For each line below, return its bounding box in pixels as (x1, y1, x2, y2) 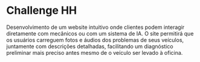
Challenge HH (6, 4, 77, 17)
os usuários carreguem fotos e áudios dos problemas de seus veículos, (6, 36, 184, 43)
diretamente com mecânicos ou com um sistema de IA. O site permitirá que (6, 29, 194, 37)
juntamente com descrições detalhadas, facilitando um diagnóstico (6, 43, 173, 50)
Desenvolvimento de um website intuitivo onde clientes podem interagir (6, 23, 185, 31)
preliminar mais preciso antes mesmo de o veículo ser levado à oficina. (6, 49, 183, 56)
